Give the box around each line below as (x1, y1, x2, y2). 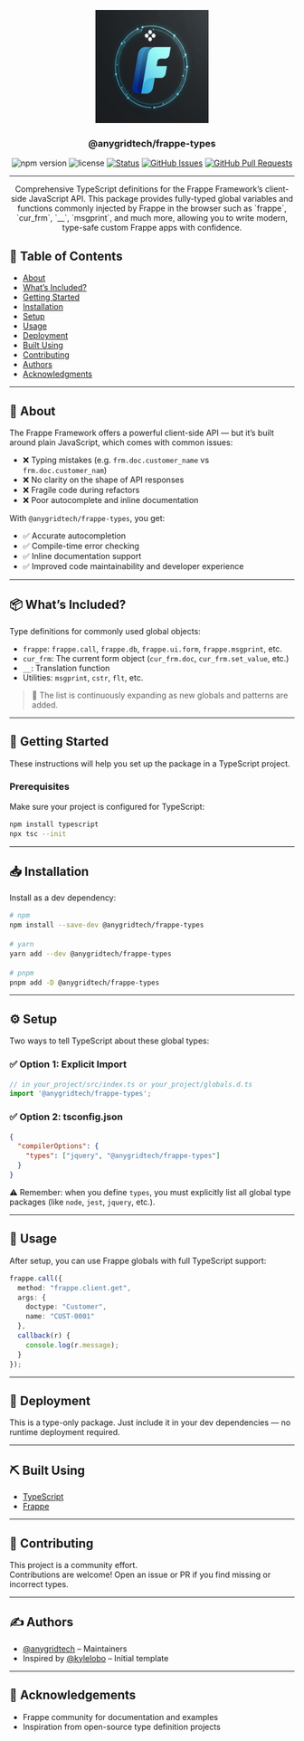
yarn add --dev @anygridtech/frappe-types (9, 949, 172, 958)
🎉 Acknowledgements (9, 1688, 137, 1703)
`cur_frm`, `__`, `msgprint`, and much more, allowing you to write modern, (16, 213, 288, 224)
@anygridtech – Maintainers (22, 1643, 128, 1654)
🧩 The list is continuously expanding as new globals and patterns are (31, 690, 289, 700)
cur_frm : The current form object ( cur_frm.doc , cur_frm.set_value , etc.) (22, 652, 290, 663)
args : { (17, 1293, 47, 1302)
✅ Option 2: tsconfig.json (9, 1110, 124, 1123)
